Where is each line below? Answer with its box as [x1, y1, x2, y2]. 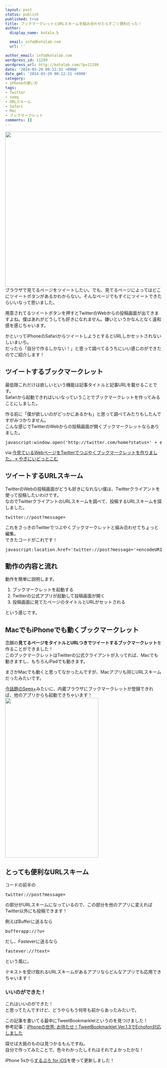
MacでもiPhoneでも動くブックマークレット [5, 625, 139, 634]
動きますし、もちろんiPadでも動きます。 [5, 658, 88, 664]
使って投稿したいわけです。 [5, 492, 61, 498]
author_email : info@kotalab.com [5, 53, 72, 58]
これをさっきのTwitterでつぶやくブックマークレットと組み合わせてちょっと [5, 524, 159, 530]
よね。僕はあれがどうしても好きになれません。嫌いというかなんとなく [9, 316, 153, 322]
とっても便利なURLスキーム [5, 868, 89, 876]
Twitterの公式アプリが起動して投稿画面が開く [12, 593, 105, 599]
